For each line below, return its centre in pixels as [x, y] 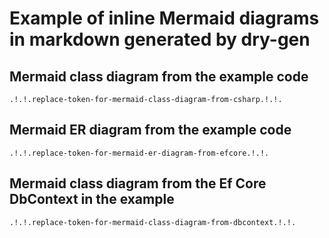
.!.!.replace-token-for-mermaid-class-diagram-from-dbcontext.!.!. [153, 222]
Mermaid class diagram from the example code [159, 76]
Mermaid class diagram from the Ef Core [138, 183]
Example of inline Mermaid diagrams [164, 18]
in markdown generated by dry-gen [160, 39]
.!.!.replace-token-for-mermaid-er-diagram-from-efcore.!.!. [139, 153]
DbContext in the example [92, 199]
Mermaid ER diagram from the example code [150, 130]
